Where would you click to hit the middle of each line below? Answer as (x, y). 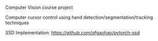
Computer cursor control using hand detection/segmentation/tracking (79, 17)
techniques (17, 23)
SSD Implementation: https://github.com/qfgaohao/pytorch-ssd (73, 33)
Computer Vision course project (39, 7)
